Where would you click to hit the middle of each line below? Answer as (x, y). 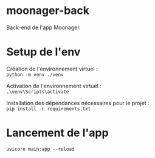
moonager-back (48, 11)
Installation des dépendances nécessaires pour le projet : (78, 103)
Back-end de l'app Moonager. (43, 27)
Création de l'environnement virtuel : (52, 69)
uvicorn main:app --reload (40, 149)
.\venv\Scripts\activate (38, 92)
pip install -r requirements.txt (49, 109)
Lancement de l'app (57, 133)
